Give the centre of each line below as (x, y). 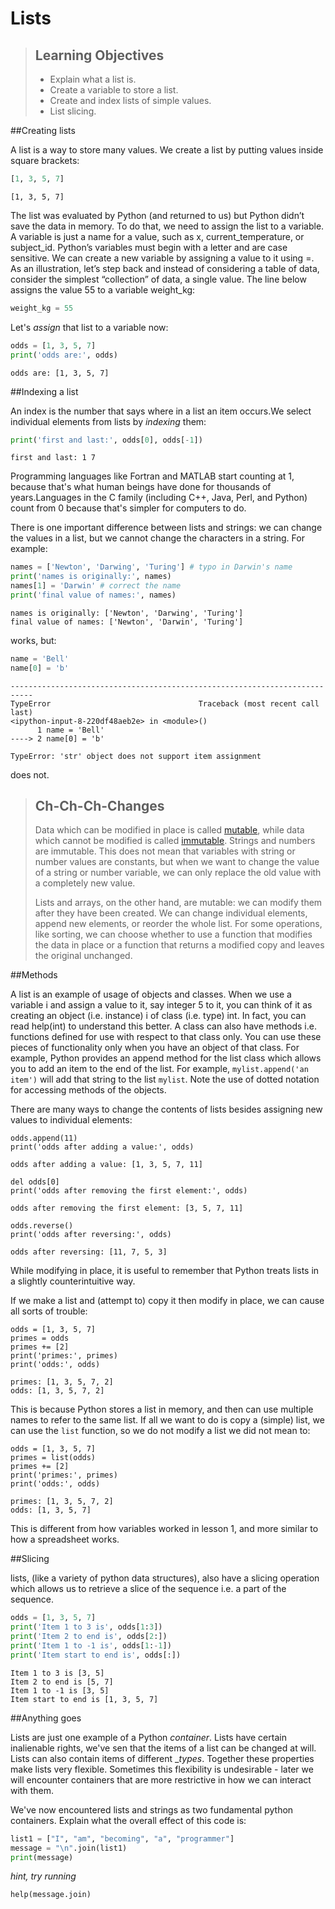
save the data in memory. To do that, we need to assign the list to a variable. (167, 226)
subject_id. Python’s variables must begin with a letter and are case (149, 247)
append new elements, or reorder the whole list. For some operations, (178, 924)
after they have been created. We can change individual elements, (171, 913)
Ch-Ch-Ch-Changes (99, 806)
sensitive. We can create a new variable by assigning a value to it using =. (162, 258)
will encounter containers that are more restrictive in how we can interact (161, 1779)
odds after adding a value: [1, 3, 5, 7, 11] (106, 1165)
